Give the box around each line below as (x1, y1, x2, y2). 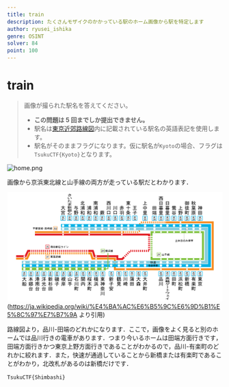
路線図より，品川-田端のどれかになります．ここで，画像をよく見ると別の (7, 325, 213, 333)
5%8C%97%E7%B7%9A (7, 311, 78, 319)
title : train (7, 11, 44, 18)
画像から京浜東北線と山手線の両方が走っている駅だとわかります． (7, 178, 193, 186)
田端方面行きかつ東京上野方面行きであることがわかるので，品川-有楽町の (7, 342, 213, 351)
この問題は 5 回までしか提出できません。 (33, 115, 149, 124)
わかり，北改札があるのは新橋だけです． (18, 360, 133, 368)
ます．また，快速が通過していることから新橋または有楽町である (36, 351, 217, 360)
